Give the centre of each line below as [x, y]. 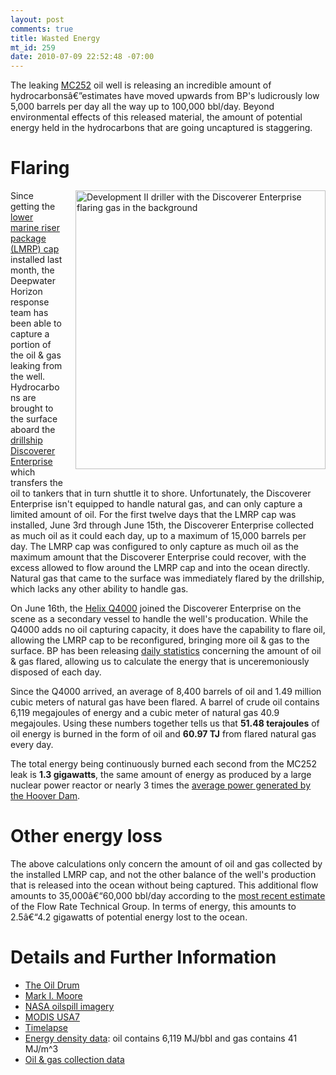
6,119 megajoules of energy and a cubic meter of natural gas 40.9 [145, 713]
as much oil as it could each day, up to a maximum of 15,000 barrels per [158, 536]
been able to [36, 323]
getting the [33, 207]
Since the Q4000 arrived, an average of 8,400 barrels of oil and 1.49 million [166, 692]
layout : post [37, 19]
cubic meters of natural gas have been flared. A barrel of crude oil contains [165, 702]
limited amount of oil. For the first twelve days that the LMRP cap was [153, 515]
